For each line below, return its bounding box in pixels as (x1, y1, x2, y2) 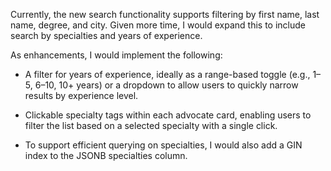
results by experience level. (24, 90, 139, 101)
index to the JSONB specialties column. (24, 150, 188, 161)
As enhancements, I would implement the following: (10, 49, 223, 61)
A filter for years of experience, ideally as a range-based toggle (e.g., (24, 69, 311, 80)
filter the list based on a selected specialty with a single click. (24, 120, 278, 131)
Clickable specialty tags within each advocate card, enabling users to (24, 109, 312, 121)
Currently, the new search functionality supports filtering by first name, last (10, 9, 320, 20)
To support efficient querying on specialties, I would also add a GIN (24, 139, 303, 151)
